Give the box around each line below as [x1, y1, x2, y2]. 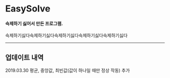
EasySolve [5, 3, 51, 14]
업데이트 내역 [5, 53, 44, 61]
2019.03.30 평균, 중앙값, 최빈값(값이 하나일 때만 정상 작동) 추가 [5, 67, 130, 73]
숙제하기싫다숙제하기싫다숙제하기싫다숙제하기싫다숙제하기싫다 [5, 32, 128, 38]
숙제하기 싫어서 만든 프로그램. [5, 20, 63, 26]
